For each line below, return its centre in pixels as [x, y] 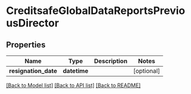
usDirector [33, 23]
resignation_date [33, 71]
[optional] [147, 71]
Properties [26, 45]
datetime [76, 71]
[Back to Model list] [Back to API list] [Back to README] [73, 85]
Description [110, 61]
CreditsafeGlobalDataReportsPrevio [96, 11]
